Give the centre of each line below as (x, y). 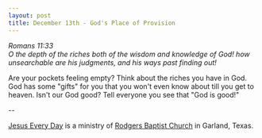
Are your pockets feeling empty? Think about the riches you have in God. (128, 78)
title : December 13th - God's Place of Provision (92, 23)
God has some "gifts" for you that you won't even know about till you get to (131, 86)
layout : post (30, 15)
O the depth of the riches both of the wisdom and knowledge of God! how (129, 54)
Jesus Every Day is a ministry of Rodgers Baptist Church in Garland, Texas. (131, 125)
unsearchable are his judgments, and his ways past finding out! (112, 62)
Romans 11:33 (31, 45)
